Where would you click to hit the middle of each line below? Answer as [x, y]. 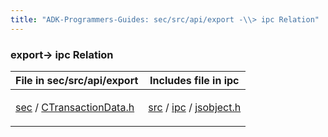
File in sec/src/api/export [77, 80]
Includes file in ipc [194, 80]
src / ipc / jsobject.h [195, 107]
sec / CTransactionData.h [75, 107]
